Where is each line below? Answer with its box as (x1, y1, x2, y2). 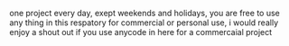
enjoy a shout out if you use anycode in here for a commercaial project (9, 27, 273, 37)
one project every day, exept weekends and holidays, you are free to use (9, 8, 280, 18)
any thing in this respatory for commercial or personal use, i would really (9, 17, 278, 28)
